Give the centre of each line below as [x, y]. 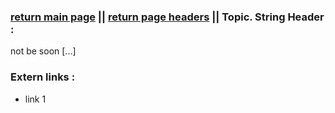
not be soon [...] [43, 51]
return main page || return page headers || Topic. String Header [167, 17]
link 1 [35, 99]
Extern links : [43, 77]
